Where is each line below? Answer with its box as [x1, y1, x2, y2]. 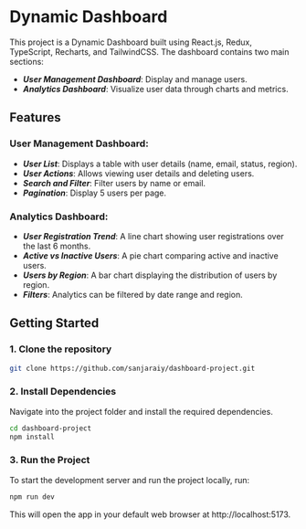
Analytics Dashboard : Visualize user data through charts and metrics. [22, 83, 290, 94]
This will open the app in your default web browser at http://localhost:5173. [9, 509, 291, 520]
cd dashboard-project [9, 423, 92, 433]
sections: [9, 56, 44, 67]
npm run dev [9, 492, 55, 502]
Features [9, 110, 61, 125]
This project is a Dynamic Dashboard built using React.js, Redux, [9, 37, 253, 48]
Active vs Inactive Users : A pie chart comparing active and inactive [22, 249, 279, 261]
